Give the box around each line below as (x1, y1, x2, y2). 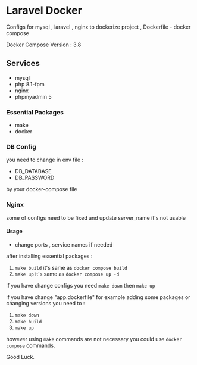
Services (6, 58, 40, 68)
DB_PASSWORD (14, 174, 55, 182)
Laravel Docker (6, 4, 82, 17)
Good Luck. (6, 353, 35, 360)
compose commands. (6, 342, 55, 349)
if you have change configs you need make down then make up (6, 282, 155, 289)
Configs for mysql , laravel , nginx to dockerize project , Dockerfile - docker (6, 23, 191, 30)
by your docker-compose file (6, 186, 77, 193)
